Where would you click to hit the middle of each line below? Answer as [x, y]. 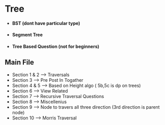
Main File [19, 62]
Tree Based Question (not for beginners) [56, 46]
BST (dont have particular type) [46, 23]
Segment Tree [27, 35]
